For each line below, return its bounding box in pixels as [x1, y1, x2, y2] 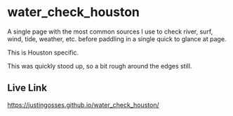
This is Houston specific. [7, 48, 79, 57]
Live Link [7, 82, 48, 94]
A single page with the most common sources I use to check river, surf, [7, 27, 213, 36]
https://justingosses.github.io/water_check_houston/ [7, 101, 159, 109]
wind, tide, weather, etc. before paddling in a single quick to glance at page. [7, 34, 227, 43]
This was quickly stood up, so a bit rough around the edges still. [7, 61, 192, 70]
